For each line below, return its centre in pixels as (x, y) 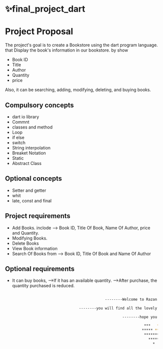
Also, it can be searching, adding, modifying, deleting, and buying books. (78, 90)
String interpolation (31, 147)
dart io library (25, 117)
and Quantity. (25, 233)
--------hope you (140, 317)
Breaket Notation (29, 153)
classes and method (32, 127)
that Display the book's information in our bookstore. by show (67, 50)
